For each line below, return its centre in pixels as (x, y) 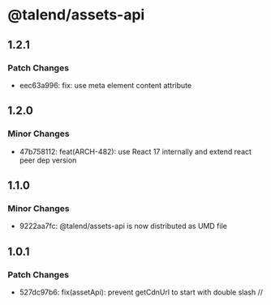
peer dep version (48, 160)
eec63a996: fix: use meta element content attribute (105, 85)
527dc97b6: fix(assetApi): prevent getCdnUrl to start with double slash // (141, 292)
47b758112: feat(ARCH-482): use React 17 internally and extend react (135, 151)
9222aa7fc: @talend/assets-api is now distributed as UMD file (123, 226)
